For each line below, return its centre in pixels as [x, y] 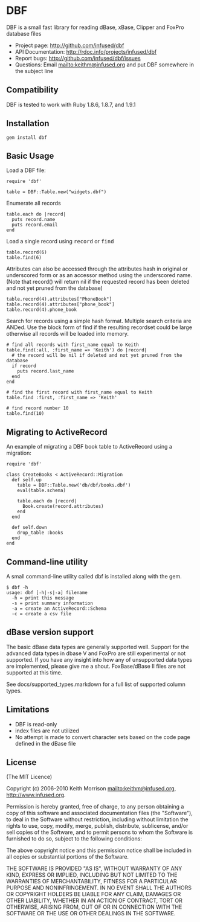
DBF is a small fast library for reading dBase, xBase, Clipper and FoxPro [95, 27]
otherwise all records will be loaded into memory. [67, 334]
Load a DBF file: [26, 170]
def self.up [27, 480]
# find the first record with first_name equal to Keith [79, 392]
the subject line [34, 71]
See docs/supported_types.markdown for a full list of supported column [96, 684]
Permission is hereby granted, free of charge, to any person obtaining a [95, 807]
